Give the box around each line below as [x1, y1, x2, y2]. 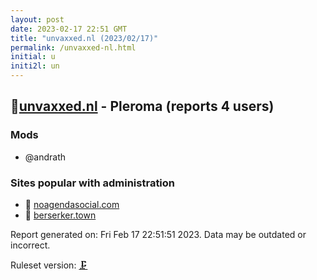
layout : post [10, 14, 65, 25]
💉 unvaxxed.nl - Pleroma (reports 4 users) [10, 98, 275, 115]
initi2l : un [10, 61, 60, 71]
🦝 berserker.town [24, 209, 97, 221]
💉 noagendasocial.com [24, 198, 120, 210]
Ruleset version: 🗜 [10, 259, 88, 271]
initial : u [10, 52, 56, 62]
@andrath [24, 151, 67, 163]
